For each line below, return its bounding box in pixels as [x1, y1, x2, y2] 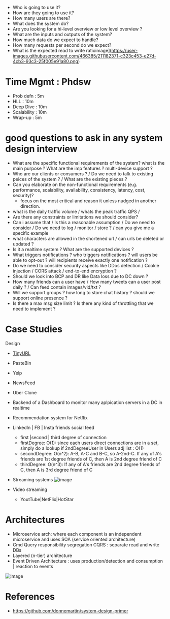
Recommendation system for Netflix [12, 414, 88, 421]
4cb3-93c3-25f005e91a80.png [12, 58, 79, 64]
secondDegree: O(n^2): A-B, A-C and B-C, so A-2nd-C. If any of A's [20, 450, 162, 456]
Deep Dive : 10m [12, 104, 47, 110]
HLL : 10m [12, 98, 34, 104]
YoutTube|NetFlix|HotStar [20, 496, 74, 502]
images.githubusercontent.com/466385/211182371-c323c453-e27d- [12, 53, 156, 59]
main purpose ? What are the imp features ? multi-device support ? [12, 165, 153, 171]
